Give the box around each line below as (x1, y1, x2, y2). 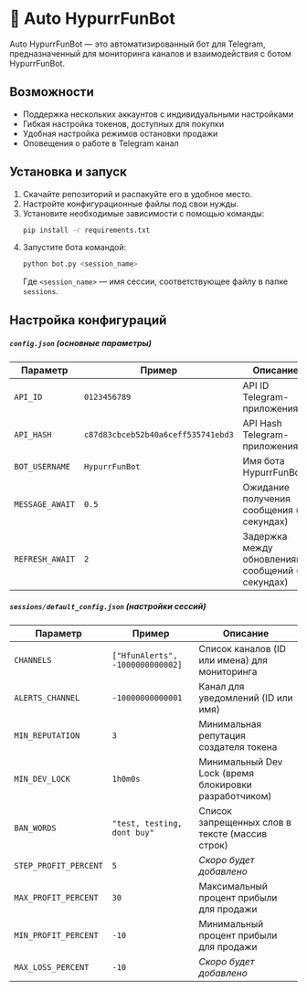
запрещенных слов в (198, 816, 292, 828)
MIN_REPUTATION (14, 730, 80, 741)
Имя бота (242, 454, 285, 467)
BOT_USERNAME (14, 461, 71, 471)
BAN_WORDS (14, 822, 57, 833)
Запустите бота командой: (22, 242, 126, 253)
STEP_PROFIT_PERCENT (14, 860, 103, 870)
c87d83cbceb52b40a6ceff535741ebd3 (83, 429, 235, 439)
